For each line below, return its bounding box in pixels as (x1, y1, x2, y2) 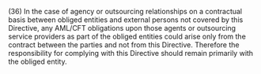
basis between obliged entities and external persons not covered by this (8, 15, 244, 24)
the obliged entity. (8, 57, 67, 66)
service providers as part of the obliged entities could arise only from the (8, 31, 247, 41)
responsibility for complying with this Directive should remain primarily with (8, 49, 254, 57)
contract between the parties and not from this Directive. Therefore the (8, 40, 240, 50)
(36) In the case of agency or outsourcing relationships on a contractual (8, 7, 243, 16)
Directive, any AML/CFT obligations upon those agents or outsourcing (8, 24, 236, 32)
